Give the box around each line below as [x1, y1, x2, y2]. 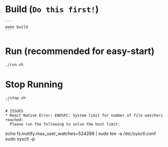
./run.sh [5, 62, 24, 67]
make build [5, 24, 28, 30]
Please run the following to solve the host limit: [10, 121, 121, 126]
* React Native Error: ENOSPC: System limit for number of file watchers [5, 113, 163, 118]
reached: [5, 117, 24, 122]
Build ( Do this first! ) [5, 4, 99, 15]
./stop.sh [5, 95, 26, 100]
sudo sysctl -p [5, 135, 35, 141]
